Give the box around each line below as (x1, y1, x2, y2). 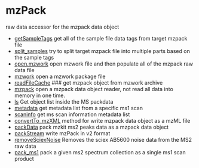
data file (14, 66, 35, 73)
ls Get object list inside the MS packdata (14, 98, 114, 105)
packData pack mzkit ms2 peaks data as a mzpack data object (14, 123, 169, 130)
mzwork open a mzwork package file (14, 73, 106, 80)
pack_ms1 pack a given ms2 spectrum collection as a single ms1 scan (14, 148, 186, 155)
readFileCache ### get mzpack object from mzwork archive (14, 79, 163, 86)
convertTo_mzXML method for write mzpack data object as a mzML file (14, 117, 191, 124)
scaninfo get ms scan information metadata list (14, 111, 130, 118)
